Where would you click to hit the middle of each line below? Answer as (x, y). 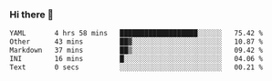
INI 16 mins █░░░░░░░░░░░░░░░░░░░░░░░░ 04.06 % (136, 58)
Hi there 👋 (32, 15)
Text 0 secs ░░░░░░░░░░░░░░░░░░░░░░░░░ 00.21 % (136, 67)
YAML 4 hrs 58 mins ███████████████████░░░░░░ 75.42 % (136, 34)
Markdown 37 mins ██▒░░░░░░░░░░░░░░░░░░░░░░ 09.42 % (136, 51)
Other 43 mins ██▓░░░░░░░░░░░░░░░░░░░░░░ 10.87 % (136, 42)
